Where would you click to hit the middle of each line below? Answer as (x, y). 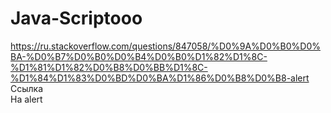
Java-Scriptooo (76, 18)
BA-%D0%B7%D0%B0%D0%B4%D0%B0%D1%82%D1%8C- (139, 56)
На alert (26, 99)
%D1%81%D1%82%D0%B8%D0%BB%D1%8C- (109, 67)
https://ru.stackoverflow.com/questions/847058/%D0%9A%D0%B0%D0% (165, 46)
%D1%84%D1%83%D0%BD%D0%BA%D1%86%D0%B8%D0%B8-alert (160, 78)
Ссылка (27, 88)
